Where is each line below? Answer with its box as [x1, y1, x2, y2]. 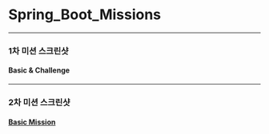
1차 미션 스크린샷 [8, 45, 70, 57]
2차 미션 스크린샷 [8, 97, 70, 108]
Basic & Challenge [8, 65, 70, 75]
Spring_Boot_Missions [8, 6, 162, 24]
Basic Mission [8, 117, 56, 127]
